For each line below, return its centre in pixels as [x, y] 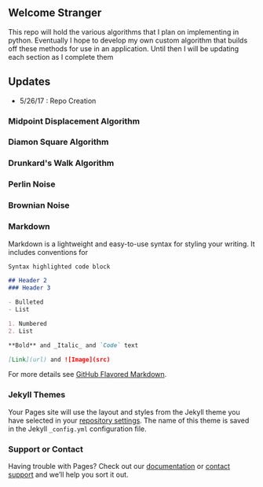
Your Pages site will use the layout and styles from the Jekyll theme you [124, 411]
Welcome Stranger [55, 13]
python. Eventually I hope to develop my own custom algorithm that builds [128, 40]
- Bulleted [26, 302]
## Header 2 [27, 281]
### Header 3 [29, 288]
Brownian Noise [39, 205]
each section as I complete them [61, 57]
